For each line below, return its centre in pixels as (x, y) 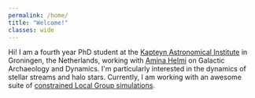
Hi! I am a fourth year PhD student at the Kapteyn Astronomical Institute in (128, 53)
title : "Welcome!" (38, 23)
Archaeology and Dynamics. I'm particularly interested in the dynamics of (127, 69)
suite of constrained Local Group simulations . (82, 85)
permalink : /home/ (38, 15)
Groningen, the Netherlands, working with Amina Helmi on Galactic (117, 60)
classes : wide (31, 30)
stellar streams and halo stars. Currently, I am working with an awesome (125, 77)
